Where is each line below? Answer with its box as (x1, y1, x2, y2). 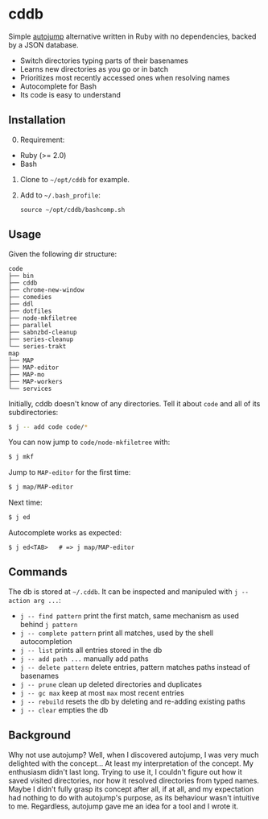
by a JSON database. (8, 39, 79, 49)
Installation (8, 114, 66, 127)
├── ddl (8, 300, 35, 308)
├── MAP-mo (8, 370, 45, 379)
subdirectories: (8, 407, 59, 417)
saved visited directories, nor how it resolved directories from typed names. (8, 775, 260, 785)
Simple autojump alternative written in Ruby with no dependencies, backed (8, 31, 257, 41)
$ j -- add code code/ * (8, 422, 89, 431)
